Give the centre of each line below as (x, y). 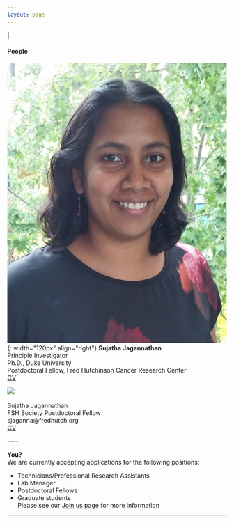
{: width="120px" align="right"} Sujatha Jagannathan (85, 348)
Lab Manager (36, 483)
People (17, 52)
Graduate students (44, 498)
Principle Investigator (38, 356)
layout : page (26, 15)
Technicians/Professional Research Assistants (83, 476)
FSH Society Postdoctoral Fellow (54, 413)
